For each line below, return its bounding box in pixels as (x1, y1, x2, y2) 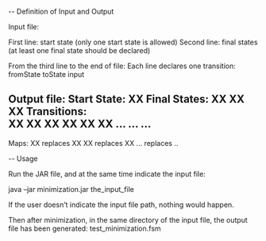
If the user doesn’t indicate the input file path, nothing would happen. (8, 200, 234, 209)
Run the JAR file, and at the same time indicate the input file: (8, 169, 206, 178)
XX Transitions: (8, 105, 87, 118)
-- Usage (8, 154, 38, 163)
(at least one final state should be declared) (8, 46, 151, 55)
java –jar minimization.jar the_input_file (8, 184, 135, 193)
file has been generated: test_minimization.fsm (8, 224, 161, 233)
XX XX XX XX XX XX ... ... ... (8, 117, 152, 131)
